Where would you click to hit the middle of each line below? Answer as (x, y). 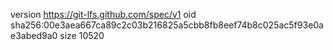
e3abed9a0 (34, 35)
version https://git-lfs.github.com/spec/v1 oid (103, 14)
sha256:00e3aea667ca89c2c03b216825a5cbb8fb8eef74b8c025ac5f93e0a (167, 25)
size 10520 (82, 35)
